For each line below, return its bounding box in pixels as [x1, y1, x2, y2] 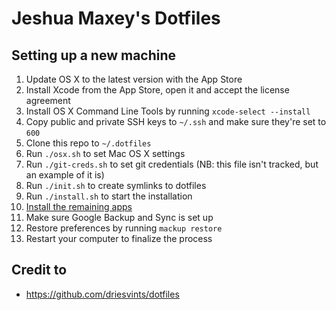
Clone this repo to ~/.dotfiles [25, 137, 152, 149]
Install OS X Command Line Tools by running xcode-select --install [25, 105, 311, 117]
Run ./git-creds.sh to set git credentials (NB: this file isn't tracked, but [25, 158, 319, 170]
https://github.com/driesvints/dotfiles [25, 288, 180, 300]
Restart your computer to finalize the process [25, 233, 213, 244]
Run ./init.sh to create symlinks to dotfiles [25, 180, 207, 191]
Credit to [11, 262, 68, 279]
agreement [25, 95, 71, 106]
